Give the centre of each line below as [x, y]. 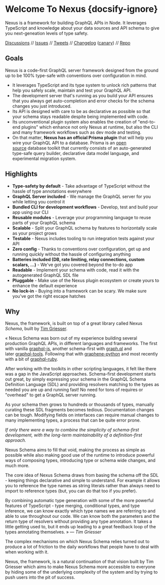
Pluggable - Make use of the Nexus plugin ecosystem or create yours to [85, 280]
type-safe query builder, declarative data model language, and [76, 153]
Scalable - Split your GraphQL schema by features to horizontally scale [84, 228]
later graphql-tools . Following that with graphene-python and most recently [82, 354]
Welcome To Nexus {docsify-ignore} [82, 9]
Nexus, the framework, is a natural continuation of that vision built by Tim [79, 562]
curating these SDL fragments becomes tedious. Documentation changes [80, 410]
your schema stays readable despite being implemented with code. [80, 117]
